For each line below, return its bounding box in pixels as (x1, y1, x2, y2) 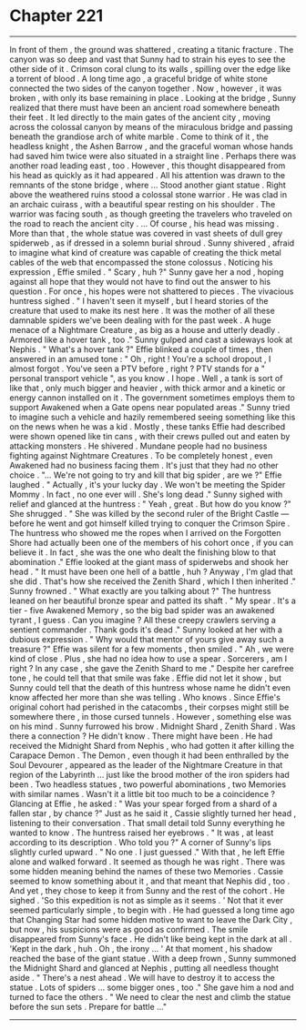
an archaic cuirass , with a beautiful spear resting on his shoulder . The (9, 198, 276, 209)
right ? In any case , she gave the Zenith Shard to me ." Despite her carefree (9, 662, 294, 673)
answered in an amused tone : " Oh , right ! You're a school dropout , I (9, 353, 271, 364)
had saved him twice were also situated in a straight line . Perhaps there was (9, 150, 297, 161)
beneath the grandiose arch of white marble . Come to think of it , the (9, 131, 270, 142)
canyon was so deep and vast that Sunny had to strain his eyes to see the (9, 54, 286, 65)
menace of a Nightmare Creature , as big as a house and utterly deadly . (9, 324, 280, 335)
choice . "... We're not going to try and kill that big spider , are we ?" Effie (9, 470, 282, 480)
